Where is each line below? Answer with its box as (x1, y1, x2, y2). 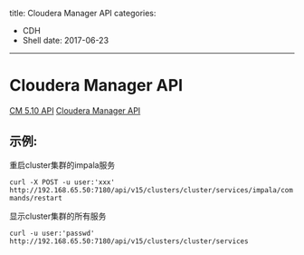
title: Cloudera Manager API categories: (9, 8, 157, 18)
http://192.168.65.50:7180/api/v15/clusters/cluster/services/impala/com (9, 185, 294, 194)
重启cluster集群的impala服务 (9, 159, 116, 171)
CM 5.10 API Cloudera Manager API (9, 104, 141, 116)
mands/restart (9, 193, 63, 202)
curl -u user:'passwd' (9, 229, 95, 238)
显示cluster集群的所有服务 (9, 211, 107, 221)
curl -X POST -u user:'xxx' (9, 177, 116, 187)
